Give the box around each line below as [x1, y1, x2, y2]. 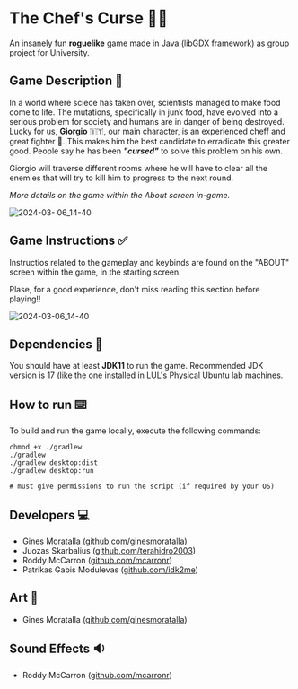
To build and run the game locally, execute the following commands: [9, 425, 262, 436]
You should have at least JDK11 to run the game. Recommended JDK [9, 361, 264, 371]
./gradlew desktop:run [9, 467, 94, 475]
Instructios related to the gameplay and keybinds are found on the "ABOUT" [9, 257, 290, 267]
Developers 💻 [9, 507, 91, 523]
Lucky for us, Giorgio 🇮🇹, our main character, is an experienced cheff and [9, 126, 285, 136]
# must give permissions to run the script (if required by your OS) [9, 482, 276, 492]
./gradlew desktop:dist [9, 458, 99, 467]
